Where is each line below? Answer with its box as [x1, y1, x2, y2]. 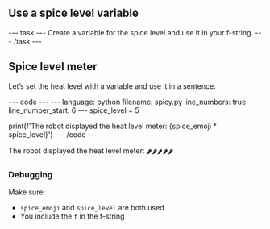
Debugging [8, 169, 53, 180]
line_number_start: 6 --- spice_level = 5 [8, 105, 139, 115]
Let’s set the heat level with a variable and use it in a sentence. [8, 81, 216, 91]
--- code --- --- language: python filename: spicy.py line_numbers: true [8, 97, 247, 106]
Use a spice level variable [8, 6, 139, 20]
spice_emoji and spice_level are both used [19, 202, 164, 212]
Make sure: [8, 187, 46, 197]
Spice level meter [8, 60, 98, 73]
